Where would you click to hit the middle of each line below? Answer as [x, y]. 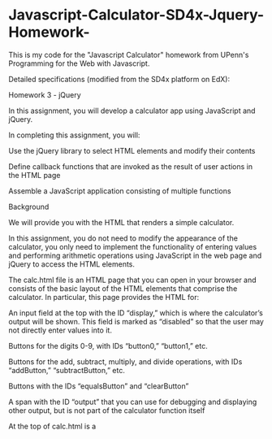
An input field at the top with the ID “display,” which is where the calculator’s [136, 313]
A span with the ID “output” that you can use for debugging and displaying [133, 402]
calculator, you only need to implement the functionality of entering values [133, 246]
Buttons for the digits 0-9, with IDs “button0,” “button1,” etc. [108, 346]
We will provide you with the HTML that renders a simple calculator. [121, 222]
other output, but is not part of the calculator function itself [107, 410]
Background [29, 206]
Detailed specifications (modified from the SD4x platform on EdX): [119, 79]
